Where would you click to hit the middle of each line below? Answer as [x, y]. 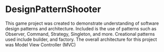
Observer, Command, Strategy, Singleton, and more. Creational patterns [80, 34]
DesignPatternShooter [53, 9]
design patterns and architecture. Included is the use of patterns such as [81, 28]
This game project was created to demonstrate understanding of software [82, 23]
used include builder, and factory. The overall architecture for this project [81, 39]
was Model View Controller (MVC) [41, 44]
